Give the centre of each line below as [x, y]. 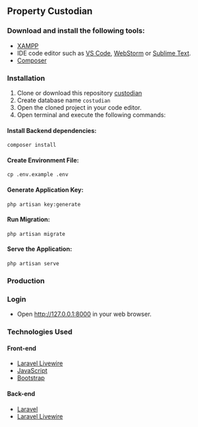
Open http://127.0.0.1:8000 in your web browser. [84, 314]
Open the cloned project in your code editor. [79, 107]
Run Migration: [29, 219]
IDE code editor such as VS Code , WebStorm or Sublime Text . [104, 53]
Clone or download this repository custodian [79, 93]
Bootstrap [31, 378]
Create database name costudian [63, 100]
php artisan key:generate [44, 204]
